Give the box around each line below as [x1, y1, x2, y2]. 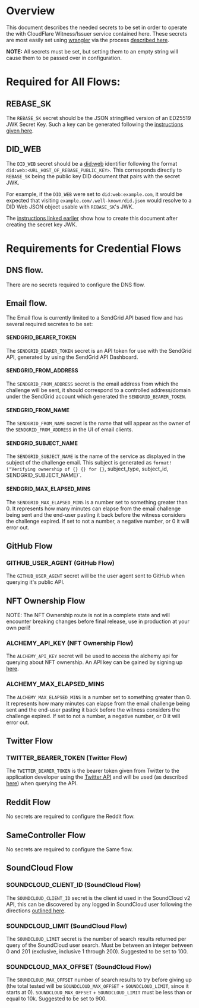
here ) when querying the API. [6, 780, 78, 787]
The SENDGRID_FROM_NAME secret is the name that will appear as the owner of [6, 420, 191, 427]
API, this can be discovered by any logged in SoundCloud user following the [6, 900, 192, 908]
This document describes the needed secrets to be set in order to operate [6, 24, 187, 31]
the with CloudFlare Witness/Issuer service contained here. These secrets [6, 30, 188, 37]
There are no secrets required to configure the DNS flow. [6, 281, 146, 288]
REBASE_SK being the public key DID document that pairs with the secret [6, 172, 180, 179]
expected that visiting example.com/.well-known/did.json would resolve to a [6, 197, 192, 204]
